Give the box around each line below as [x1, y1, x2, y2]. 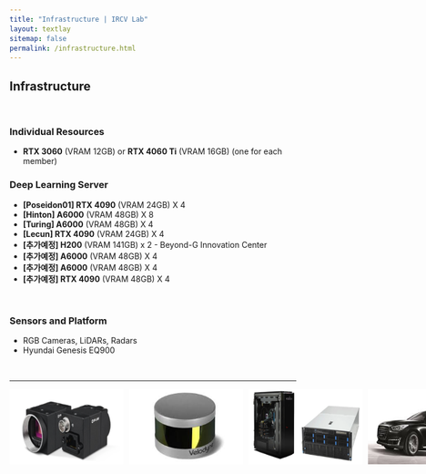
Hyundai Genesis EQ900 [22, 345, 116, 355]
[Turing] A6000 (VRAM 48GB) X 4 [22, 219, 154, 230]
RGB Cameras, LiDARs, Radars [22, 335, 138, 345]
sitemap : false [9, 34, 67, 43]
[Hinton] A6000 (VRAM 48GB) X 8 [22, 209, 155, 220]
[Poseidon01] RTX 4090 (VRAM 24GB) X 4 [22, 199, 186, 210]
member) [22, 156, 57, 167]
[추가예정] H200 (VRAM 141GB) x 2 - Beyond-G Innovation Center [22, 239, 268, 250]
